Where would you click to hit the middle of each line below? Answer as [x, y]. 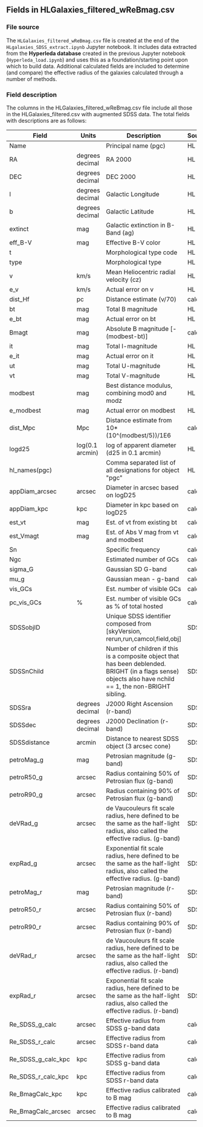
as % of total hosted [134, 606]
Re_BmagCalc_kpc [36, 1094]
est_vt [18, 522]
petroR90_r [25, 927]
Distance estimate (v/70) [141, 299]
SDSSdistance [30, 742]
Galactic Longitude [133, 194]
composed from [129, 624]
